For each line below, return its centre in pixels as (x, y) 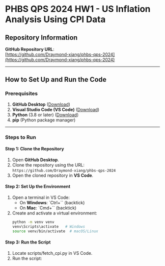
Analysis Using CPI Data (55, 19)
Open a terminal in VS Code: (41, 197)
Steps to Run (21, 137)
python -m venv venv (33, 222)
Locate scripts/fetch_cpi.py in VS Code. (52, 253)
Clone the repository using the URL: (48, 165)
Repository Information (41, 37)
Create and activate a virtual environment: (55, 213)
